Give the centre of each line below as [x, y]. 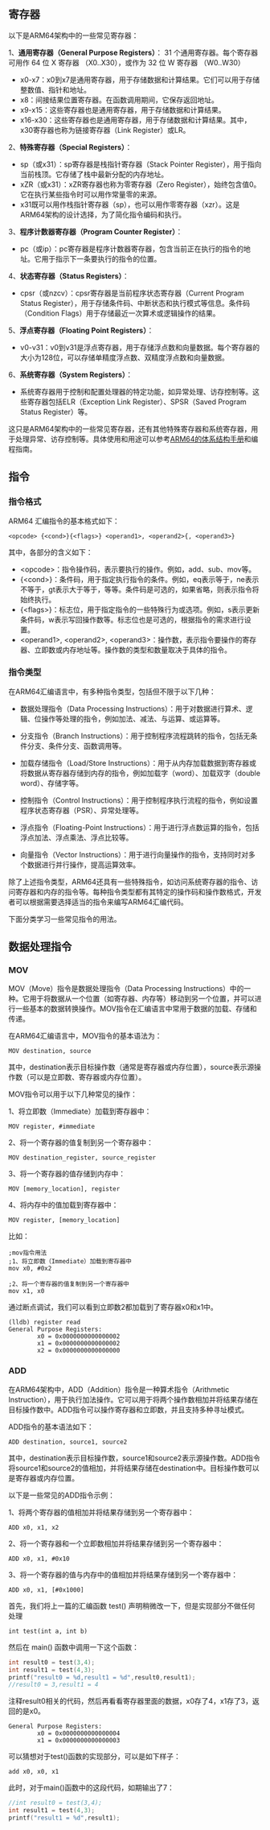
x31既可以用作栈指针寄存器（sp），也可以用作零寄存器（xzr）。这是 [130, 204]
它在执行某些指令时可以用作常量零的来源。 [90, 194]
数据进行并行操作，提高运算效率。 [84, 865]
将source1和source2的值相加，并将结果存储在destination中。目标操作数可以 [134, 1468]
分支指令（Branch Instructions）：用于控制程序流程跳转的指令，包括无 [135, 736]
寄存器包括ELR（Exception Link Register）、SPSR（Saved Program [137, 402]
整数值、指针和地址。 [55, 89]
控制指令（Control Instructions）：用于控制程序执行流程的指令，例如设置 [139, 800]
